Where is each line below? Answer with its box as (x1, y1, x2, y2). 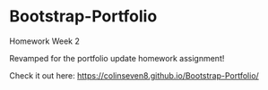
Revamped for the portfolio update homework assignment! (9, 53, 225, 63)
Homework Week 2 (9, 36, 81, 46)
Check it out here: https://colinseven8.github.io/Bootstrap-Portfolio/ (9, 70, 260, 81)
